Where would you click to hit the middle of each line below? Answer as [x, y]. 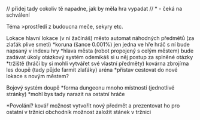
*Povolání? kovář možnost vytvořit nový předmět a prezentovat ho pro [93, 106]
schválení [18, 15]
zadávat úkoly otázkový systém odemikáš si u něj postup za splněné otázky [100, 57]
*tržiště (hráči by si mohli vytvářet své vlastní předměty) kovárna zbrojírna [98, 63]
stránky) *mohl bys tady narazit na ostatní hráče [66, 94]
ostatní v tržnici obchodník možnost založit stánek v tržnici [79, 112]
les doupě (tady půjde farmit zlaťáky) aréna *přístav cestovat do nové [92, 70]
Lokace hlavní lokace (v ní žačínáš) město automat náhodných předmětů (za [100, 38]
